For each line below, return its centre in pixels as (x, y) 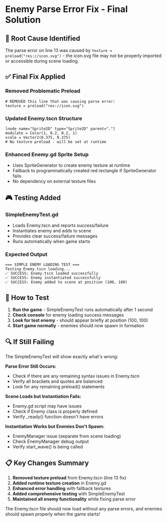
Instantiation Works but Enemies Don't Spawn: (55, 426)
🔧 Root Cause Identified (43, 38)
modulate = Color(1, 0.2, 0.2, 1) (41, 133)
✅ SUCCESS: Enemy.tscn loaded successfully (52, 274)
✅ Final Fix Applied (35, 77)
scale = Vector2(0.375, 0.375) (38, 137)
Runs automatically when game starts (51, 241)
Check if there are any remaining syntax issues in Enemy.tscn (76, 376)
